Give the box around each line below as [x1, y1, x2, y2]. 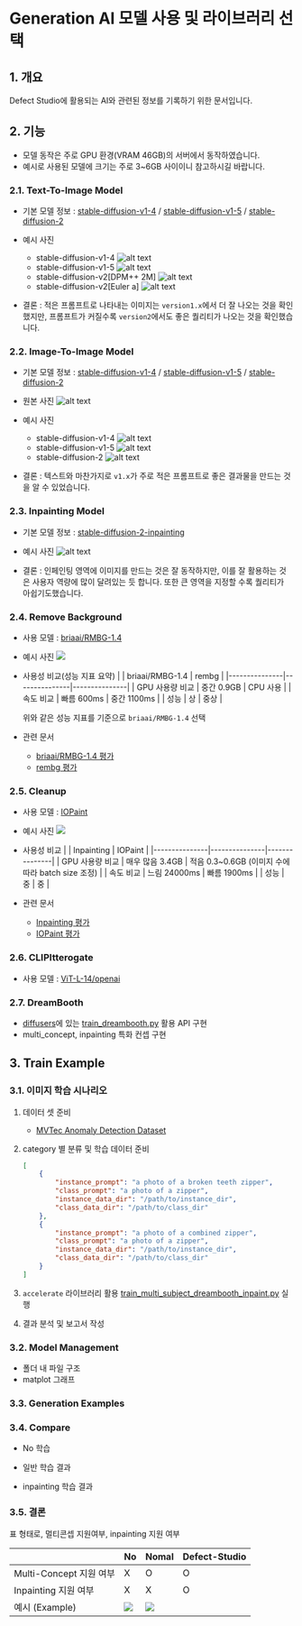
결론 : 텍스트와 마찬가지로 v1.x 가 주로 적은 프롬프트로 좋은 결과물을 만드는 [22, 471, 282, 482]
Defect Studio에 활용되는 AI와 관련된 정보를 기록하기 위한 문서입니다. [9, 96, 253, 106]
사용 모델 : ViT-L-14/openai [22, 973, 121, 984]
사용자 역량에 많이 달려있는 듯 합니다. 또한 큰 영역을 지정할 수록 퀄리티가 [32, 576, 285, 587]
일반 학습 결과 [22, 1462, 71, 1473]
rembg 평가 [35, 762, 78, 772]
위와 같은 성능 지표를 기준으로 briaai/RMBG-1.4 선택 [22, 712, 206, 722]
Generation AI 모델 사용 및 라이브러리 [9, 8, 276, 29]
